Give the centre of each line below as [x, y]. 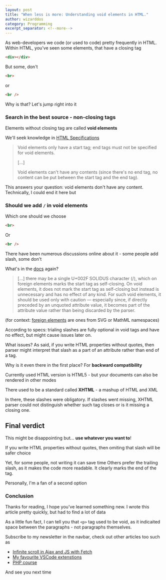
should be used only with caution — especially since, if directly [82, 300]
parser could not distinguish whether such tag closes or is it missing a [77, 405]
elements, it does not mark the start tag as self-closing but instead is [88, 289]
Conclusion [19, 496]
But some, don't [22, 67]
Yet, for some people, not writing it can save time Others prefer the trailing [82, 462]
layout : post [19, 10]
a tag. [11, 355]
